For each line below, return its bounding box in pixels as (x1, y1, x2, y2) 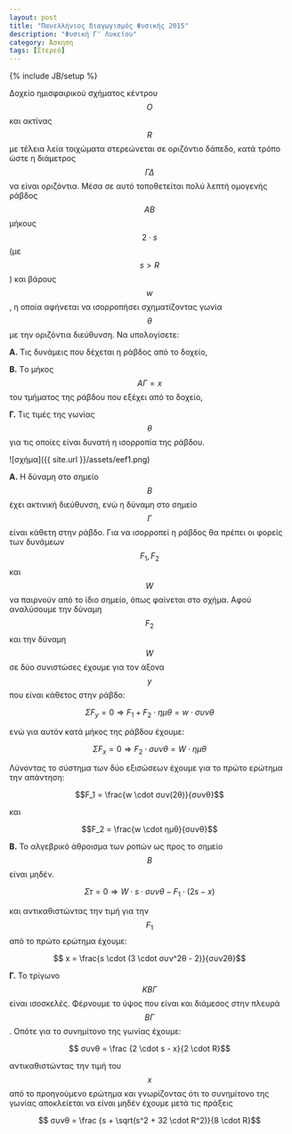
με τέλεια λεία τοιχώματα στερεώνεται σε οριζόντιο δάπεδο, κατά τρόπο (9, 143, 281, 154)
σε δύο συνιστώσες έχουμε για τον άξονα (9, 661, 165, 673)
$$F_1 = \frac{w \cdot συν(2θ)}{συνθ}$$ (75, 789, 224, 800)
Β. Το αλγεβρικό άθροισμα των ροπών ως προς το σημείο (9, 841, 223, 852)
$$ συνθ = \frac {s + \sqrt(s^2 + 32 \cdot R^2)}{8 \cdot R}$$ (38, 1114, 261, 1125)
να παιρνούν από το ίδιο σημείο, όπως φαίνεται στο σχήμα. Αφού (9, 594, 252, 605)
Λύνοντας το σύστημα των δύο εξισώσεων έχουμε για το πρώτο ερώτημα (9, 763, 283, 773)
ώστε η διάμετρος (9, 153, 77, 164)
